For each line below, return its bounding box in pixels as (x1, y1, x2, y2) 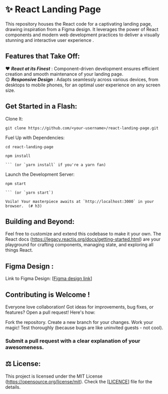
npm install (5, 153, 31, 158)
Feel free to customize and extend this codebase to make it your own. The (5, 231, 162, 237)
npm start (5, 181, 27, 186)
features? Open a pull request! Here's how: (5, 309, 95, 315)
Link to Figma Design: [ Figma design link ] (5, 275, 92, 282)
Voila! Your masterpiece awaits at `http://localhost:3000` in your (5, 199, 154, 204)
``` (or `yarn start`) (5, 190, 54, 195)
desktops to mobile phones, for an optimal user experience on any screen (5, 82, 161, 88)
